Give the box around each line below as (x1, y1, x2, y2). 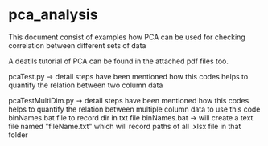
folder (8, 130, 28, 140)
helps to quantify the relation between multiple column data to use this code (8, 104, 261, 114)
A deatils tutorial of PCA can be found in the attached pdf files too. (8, 56, 229, 66)
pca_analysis (8, 6, 98, 24)
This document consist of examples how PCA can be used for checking (8, 32, 245, 42)
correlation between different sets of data (8, 40, 146, 50)
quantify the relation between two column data (8, 80, 163, 90)
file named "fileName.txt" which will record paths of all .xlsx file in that (8, 121, 241, 131)
